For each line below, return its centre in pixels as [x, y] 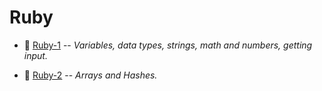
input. [35, 55]
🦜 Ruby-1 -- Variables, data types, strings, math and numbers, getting [168, 45]
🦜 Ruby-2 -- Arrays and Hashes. [90, 75]
